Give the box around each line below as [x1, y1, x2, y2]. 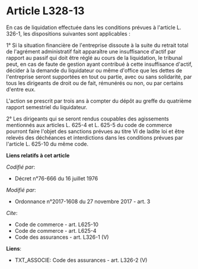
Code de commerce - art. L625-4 [14, 227, 97, 234]
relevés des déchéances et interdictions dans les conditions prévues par [6, 134, 183, 141]
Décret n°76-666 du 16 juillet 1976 [14, 175, 98, 182]
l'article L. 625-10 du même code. [6, 140, 89, 147]
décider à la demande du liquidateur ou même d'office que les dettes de [6, 67, 183, 74]
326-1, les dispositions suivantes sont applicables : [6, 30, 130, 37]
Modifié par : [6, 186, 37, 194]
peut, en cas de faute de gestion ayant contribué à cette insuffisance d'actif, [6, 61, 193, 68]
